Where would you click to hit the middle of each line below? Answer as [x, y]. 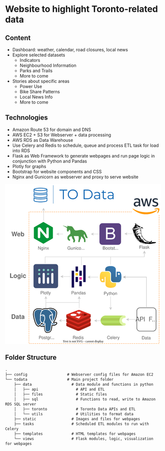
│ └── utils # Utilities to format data [74, 414]
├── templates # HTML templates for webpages [75, 434]
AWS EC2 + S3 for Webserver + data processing [62, 135]
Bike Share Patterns [40, 92]
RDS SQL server [21, 404]
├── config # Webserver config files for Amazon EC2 [79, 374]
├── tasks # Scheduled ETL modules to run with [82, 424]
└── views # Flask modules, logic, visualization [84, 439]
